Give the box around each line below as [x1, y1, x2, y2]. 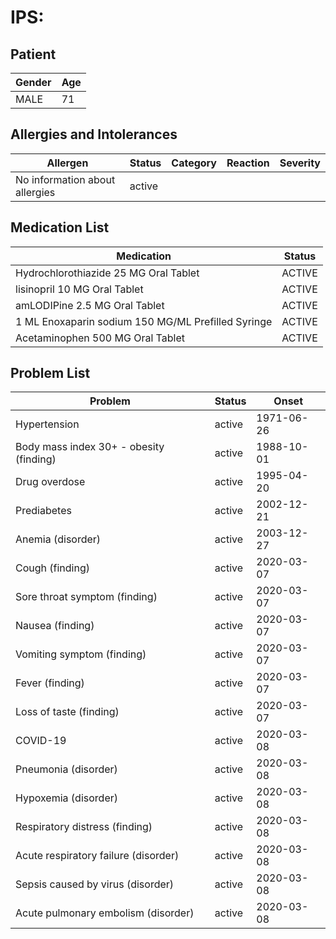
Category [171, 156, 217, 170]
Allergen [46, 156, 89, 170]
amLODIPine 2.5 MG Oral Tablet [15, 298, 165, 312]
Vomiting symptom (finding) [15, 647, 147, 661]
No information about [15, 172, 116, 186]
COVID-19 [15, 734, 67, 748]
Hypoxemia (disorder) [15, 791, 118, 805]
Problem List [10, 365, 91, 382]
